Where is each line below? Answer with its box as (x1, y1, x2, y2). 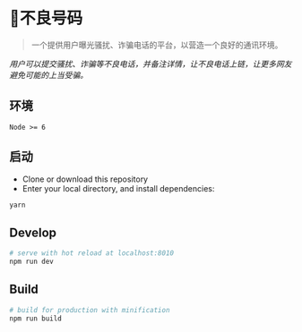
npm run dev (9, 257, 54, 267)
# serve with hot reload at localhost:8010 (9, 249, 175, 258)
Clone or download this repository (22, 174, 149, 184)
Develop (9, 225, 56, 240)
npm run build (9, 314, 63, 323)
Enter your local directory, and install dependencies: (22, 183, 215, 193)
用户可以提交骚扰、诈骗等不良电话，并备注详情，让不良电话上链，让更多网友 (9, 58, 292, 69)
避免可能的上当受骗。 (9, 69, 88, 81)
